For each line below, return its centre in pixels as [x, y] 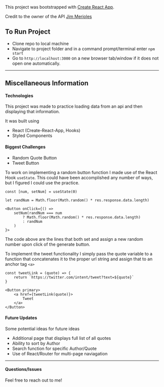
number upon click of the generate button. [48, 244]
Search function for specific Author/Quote [54, 348]
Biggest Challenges [25, 147]
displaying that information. [32, 112]
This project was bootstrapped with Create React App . [60, 7]
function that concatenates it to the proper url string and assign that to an [79, 259]
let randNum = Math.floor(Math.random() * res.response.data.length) [77, 200]
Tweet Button [26, 163]
